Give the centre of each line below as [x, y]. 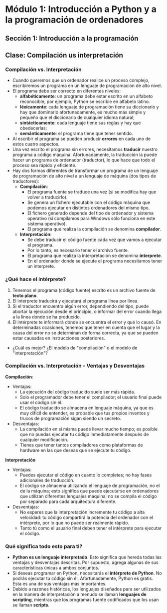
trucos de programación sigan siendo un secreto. [70, 418]
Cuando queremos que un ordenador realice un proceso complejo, [81, 80]
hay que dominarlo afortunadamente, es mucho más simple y [83, 112]
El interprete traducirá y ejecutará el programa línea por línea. [75, 300]
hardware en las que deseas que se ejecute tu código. [76, 450]
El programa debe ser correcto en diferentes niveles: [67, 91]
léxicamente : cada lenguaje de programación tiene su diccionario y [89, 107]
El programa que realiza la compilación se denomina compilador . [94, 229]
